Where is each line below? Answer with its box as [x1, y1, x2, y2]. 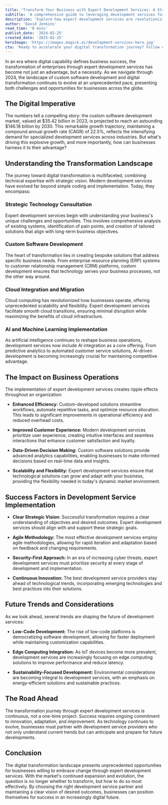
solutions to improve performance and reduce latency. [12, 659, 124, 665]
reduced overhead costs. [12, 417, 64, 423]
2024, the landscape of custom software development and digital [5, 74, 140, 80]
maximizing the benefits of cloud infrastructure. [5, 314, 103, 320]
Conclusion [5, 749, 42, 757]
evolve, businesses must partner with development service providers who [5, 723, 157, 729]
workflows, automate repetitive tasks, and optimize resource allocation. [12, 407, 160, 413]
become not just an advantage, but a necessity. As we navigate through [5, 69, 153, 75]
